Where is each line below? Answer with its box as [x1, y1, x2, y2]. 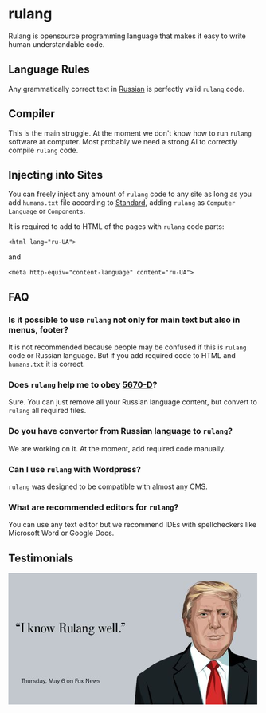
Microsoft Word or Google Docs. [8, 528, 115, 538]
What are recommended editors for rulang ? [8, 502, 179, 513]
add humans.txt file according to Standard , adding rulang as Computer [8, 198, 236, 207]
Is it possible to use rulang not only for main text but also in [8, 314, 241, 325]
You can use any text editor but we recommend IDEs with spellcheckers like [8, 520, 257, 530]
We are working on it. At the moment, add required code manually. [8, 443, 226, 453]
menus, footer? [8, 324, 69, 335]
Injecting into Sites [8, 168, 104, 182]
